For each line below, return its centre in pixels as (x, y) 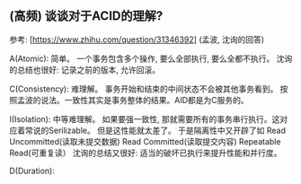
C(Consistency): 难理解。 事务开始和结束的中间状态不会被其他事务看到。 (144, 89)
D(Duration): (32, 171)
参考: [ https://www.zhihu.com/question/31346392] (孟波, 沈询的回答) (137, 39)
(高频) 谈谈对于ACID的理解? (86, 16)
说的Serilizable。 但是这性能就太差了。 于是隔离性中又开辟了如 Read (159, 130)
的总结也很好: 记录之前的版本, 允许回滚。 (84, 69)
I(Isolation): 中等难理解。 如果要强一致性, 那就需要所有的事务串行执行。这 (145, 118)
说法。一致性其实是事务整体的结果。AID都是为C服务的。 (144, 100)
